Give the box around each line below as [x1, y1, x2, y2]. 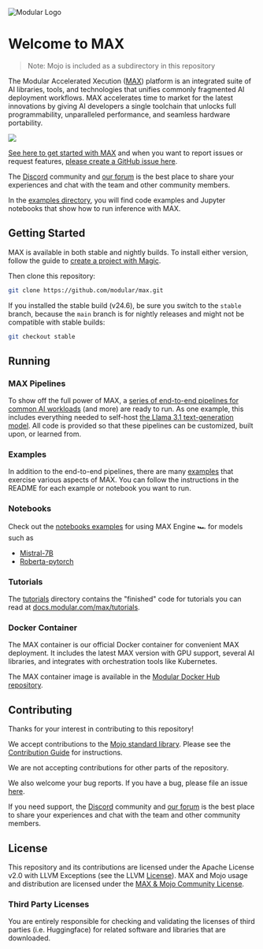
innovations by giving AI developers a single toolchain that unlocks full [8, 101, 236, 110]
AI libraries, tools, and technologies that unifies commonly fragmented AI [8, 84, 245, 94]
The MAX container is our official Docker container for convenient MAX [8, 640, 239, 650]
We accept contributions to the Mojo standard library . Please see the [8, 740, 231, 749]
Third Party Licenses [8, 899, 90, 910]
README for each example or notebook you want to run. [8, 484, 191, 493]
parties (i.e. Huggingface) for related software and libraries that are [8, 925, 226, 935]
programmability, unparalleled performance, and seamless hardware [8, 109, 231, 119]
